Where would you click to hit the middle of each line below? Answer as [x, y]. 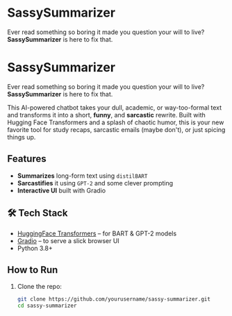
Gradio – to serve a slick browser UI [68, 240]
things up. [22, 137]
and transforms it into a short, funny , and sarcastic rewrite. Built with [107, 115]
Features [27, 159]
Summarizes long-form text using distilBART [82, 176]
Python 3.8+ [35, 248]
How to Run [33, 270]
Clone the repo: [40, 287]
